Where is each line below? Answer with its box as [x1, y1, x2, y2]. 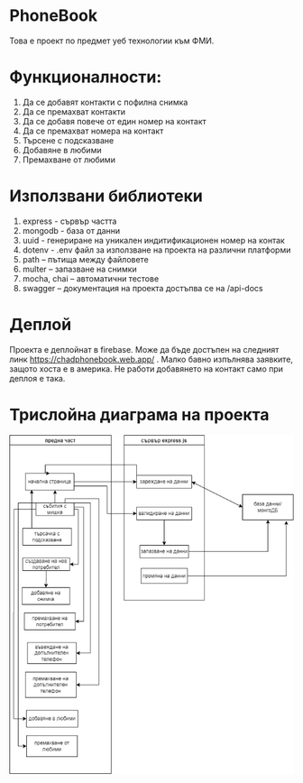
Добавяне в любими [22, 144, 102, 155]
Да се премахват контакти [22, 106, 126, 117]
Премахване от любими [22, 154, 115, 165]
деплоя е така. [9, 373, 66, 383]
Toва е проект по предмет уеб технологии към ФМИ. [9, 35, 215, 46]
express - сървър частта [22, 216, 117, 226]
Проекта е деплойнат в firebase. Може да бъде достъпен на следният [9, 344, 280, 355]
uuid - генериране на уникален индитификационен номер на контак [22, 235, 286, 245]
